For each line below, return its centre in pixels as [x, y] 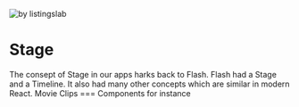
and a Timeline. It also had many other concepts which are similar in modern [149, 84]
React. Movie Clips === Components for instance [100, 93]
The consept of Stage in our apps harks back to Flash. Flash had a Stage [143, 74]
